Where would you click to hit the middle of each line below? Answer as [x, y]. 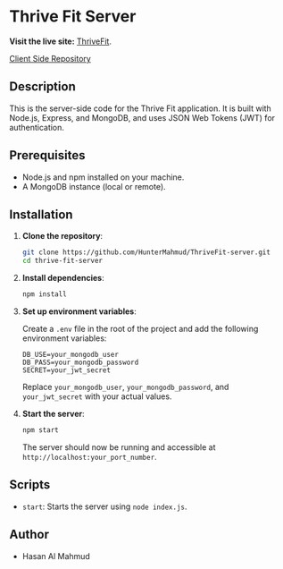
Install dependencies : [63, 278]
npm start [41, 430]
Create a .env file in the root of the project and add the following [140, 329]
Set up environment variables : [79, 311]
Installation [41, 214]
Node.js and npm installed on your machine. [103, 177]
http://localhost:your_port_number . [90, 456]
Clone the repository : [62, 236]
